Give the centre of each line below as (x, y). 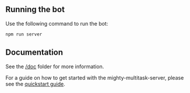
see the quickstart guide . (35, 84)
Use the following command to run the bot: (57, 23)
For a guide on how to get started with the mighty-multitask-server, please (95, 77)
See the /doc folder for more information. (55, 66)
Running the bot (35, 10)
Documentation (34, 53)
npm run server (24, 34)
